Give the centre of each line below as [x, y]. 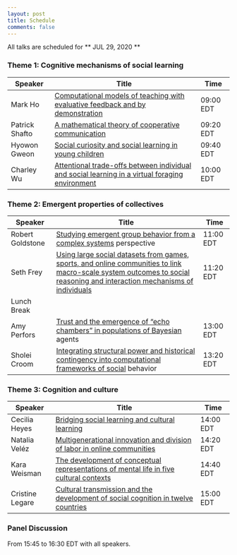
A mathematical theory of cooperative [117, 124]
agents [67, 339]
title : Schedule [31, 20]
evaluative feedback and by [100, 105]
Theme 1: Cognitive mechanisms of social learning [96, 66]
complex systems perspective [106, 243]
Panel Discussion [38, 528]
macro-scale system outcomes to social [123, 272]
